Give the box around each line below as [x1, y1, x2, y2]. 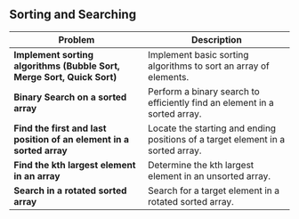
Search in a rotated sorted [13, 184, 127, 197]
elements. [148, 70, 190, 83]
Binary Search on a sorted [13, 91, 127, 103]
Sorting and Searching [9, 7, 136, 22]
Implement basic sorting [148, 48, 249, 61]
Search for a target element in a [148, 184, 280, 197]
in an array [13, 169, 61, 182]
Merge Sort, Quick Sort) [13, 70, 117, 83]
